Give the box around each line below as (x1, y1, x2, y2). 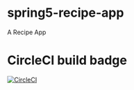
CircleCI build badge (7, 52, 127, 68)
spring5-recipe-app (7, 5, 124, 21)
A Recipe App (7, 28, 47, 36)
